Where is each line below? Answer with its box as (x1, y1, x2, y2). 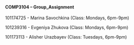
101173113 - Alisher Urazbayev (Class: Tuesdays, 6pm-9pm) (5, 34, 128, 40)
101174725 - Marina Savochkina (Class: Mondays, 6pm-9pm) (5, 15, 130, 21)
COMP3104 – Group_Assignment (5, 4, 74, 10)
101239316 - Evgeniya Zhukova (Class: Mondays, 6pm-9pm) (5, 25, 129, 31)
